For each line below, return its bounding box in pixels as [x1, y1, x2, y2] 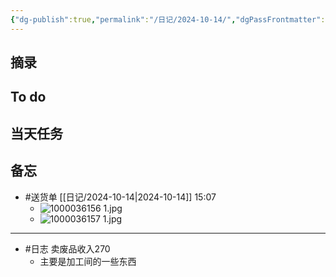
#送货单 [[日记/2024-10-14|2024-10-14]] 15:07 [24, 191, 217, 203]
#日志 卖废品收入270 [24, 242, 111, 255]
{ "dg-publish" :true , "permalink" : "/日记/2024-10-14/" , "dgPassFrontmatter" [10, 14, 322, 25]
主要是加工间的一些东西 [39, 255, 137, 267]
